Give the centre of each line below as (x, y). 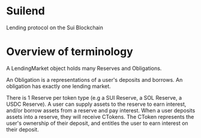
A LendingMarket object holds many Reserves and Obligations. (84, 68)
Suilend (25, 11)
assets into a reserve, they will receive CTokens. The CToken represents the (100, 116)
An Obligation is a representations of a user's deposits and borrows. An (94, 79)
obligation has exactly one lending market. (58, 86)
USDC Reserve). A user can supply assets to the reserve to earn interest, (96, 104)
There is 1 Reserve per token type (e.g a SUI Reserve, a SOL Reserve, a (94, 97)
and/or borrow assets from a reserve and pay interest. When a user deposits (101, 110)
